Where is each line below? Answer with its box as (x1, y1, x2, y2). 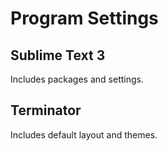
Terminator (10, 102, 82, 119)
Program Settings (10, 7, 159, 30)
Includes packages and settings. (10, 73, 144, 85)
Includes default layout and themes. (10, 128, 158, 141)
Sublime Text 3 (10, 47, 106, 64)
